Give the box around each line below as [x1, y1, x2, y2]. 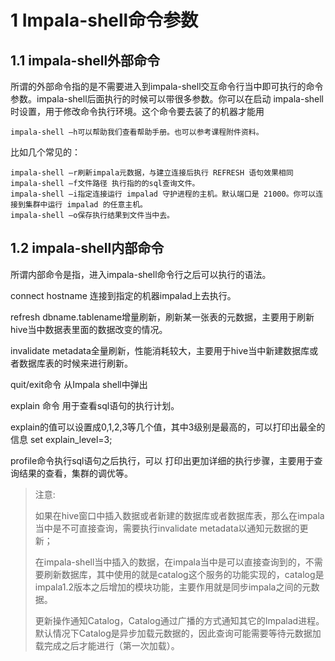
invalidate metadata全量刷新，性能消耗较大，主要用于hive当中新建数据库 [10, 344, 310, 356]
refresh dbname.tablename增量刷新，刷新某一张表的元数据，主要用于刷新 [10, 311, 315, 323]
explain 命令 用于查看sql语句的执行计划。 [10, 399, 180, 411]
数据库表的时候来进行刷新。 [18, 357, 133, 369]
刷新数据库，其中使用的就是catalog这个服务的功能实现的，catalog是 [43, 568, 325, 580]
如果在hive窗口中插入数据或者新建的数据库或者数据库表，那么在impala [34, 509, 325, 521]
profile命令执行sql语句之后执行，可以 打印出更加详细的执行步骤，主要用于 [10, 454, 315, 466]
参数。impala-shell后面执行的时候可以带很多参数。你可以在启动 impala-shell [10, 93, 324, 105]
